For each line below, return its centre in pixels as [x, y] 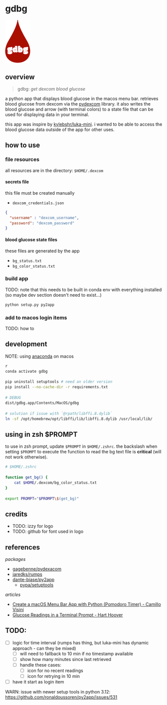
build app [17, 279]
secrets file [17, 182]
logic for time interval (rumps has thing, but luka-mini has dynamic [81, 642]
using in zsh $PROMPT [41, 434]
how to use [23, 145]
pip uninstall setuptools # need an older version [59, 382]
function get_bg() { [27, 477]
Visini [18, 609]
